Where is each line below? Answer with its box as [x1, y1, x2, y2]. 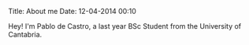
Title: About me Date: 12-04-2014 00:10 [8, 7, 136, 16]
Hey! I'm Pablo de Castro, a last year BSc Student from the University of [8, 22, 242, 30]
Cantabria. [8, 30, 43, 39]
